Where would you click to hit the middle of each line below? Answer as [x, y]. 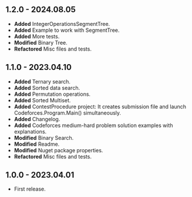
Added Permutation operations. [52, 94]
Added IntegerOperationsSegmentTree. [62, 24]
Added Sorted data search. [47, 88]
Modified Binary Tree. [41, 42]
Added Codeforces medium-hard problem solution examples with [93, 125]
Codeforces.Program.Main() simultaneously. [68, 113]
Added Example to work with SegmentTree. [67, 30]
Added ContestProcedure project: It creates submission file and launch [100, 106]
